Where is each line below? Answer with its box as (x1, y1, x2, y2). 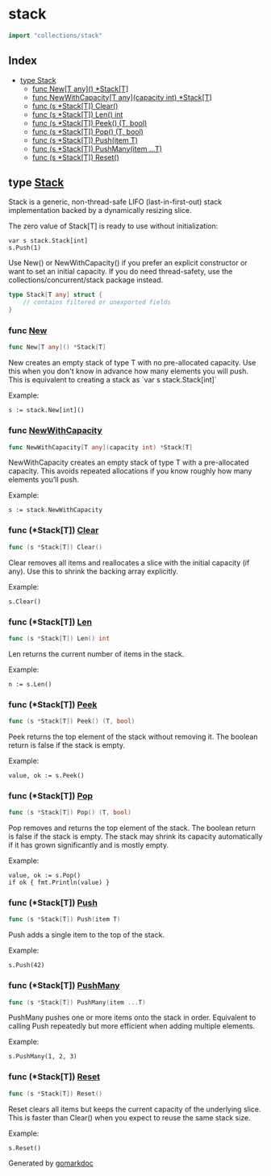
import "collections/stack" (8, 31, 103, 40)
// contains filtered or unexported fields (23, 298, 172, 307)
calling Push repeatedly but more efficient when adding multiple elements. (8, 1021, 256, 1031)
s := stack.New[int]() (8, 407, 85, 415)
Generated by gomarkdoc (8, 1158, 94, 1168)
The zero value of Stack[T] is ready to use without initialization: (8, 221, 219, 231)
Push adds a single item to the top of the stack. (8, 930, 165, 940)
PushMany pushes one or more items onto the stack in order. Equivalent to (8, 1013, 256, 1023)
